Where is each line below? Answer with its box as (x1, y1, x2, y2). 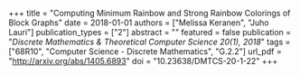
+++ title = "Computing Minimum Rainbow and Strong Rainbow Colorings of (8, 8, 291, 18)
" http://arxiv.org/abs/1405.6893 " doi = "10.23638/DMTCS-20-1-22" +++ (8, 56, 278, 66)
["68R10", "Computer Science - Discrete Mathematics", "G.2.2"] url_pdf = (8, 46, 282, 57)
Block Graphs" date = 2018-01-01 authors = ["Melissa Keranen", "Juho (8, 17, 269, 28)
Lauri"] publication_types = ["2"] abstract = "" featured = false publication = (8, 27, 292, 37)
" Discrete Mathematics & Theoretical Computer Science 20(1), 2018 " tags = (8, 36, 291, 47)
